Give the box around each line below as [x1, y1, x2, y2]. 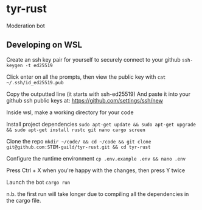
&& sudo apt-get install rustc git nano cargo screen [6, 127, 146, 133]
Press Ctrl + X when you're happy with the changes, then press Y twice [6, 167, 186, 174]
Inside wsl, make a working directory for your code [6, 109, 134, 116]
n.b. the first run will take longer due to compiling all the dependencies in [6, 190, 189, 197]
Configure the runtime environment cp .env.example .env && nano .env [6, 154, 186, 162]
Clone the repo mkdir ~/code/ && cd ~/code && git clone [6, 137, 151, 145]
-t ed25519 [25, 62, 53, 68]
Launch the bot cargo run [6, 178, 71, 186]
